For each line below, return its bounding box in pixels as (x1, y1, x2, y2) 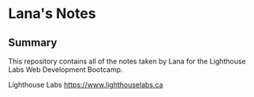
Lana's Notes (8, 5, 96, 23)
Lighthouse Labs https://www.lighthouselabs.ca (8, 80, 163, 89)
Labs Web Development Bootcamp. (8, 65, 124, 74)
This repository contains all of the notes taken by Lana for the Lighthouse (8, 56, 246, 66)
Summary (8, 36, 58, 49)
